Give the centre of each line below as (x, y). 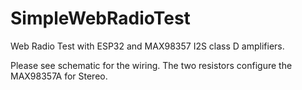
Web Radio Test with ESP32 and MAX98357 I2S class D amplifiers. (147, 46)
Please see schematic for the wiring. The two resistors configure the (151, 65)
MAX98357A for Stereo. (59, 76)
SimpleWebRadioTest (100, 18)
